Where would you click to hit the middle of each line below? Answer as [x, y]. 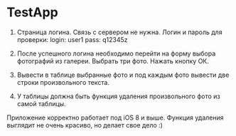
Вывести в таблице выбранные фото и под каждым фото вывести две [123, 75]
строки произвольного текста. [63, 82]
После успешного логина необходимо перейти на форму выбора [116, 53]
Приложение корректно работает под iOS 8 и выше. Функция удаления [115, 117]
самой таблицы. [41, 103]
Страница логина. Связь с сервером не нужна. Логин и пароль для [119, 32]
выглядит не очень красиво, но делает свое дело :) [85, 125]
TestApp [32, 12]
